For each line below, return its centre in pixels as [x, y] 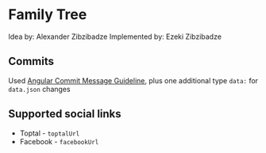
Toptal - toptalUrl [50, 133]
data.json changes [39, 89]
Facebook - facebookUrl [59, 141]
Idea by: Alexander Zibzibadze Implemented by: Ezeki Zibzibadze [115, 36]
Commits [31, 61]
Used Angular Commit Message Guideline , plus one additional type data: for [133, 80]
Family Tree [48, 15]
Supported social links [65, 114]
